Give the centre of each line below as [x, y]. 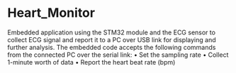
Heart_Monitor [51, 13]
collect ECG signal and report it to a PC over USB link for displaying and [112, 39]
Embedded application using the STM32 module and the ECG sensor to [112, 32]
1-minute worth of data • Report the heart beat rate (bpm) [91, 62]
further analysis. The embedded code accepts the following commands [112, 47]
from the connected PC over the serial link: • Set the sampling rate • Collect [118, 55]
